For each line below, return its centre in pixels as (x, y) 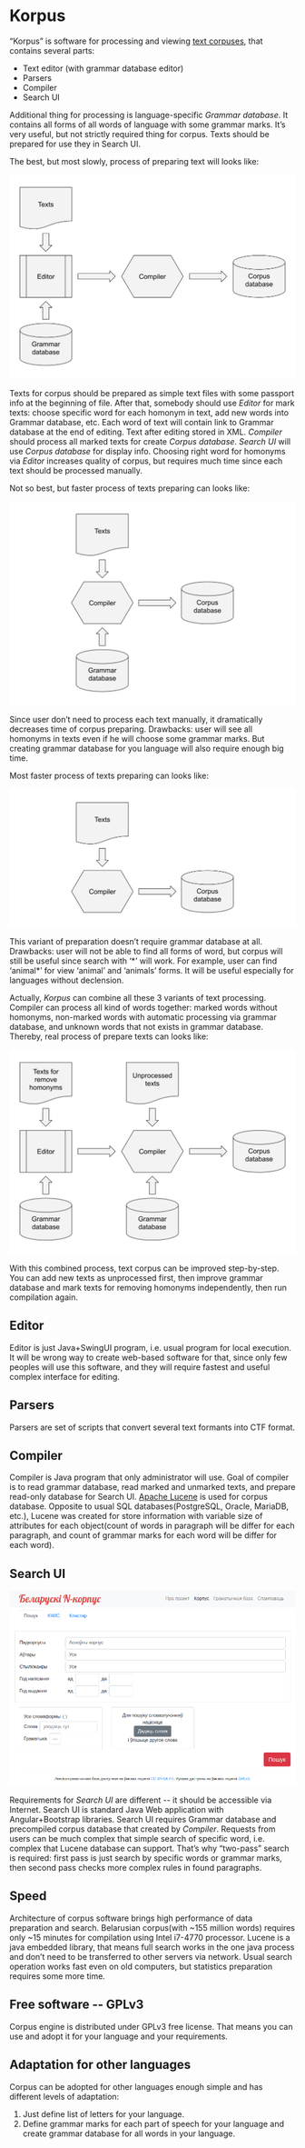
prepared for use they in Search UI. (75, 144)
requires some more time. (58, 1976)
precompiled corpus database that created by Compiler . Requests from (143, 1829)
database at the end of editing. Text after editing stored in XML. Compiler (146, 432)
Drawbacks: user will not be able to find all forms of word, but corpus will (146, 951)
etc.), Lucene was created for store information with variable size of (136, 1516)
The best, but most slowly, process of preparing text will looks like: (134, 161)
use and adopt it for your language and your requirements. (119, 2036)
